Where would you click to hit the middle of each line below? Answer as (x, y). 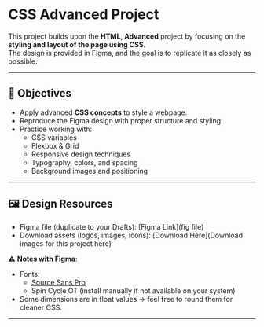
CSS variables (54, 137)
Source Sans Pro (59, 282)
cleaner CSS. (41, 307)
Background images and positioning (89, 171)
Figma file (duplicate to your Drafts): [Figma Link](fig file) (112, 226)
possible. (23, 61)
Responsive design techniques (81, 154)
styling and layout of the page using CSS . (77, 44)
